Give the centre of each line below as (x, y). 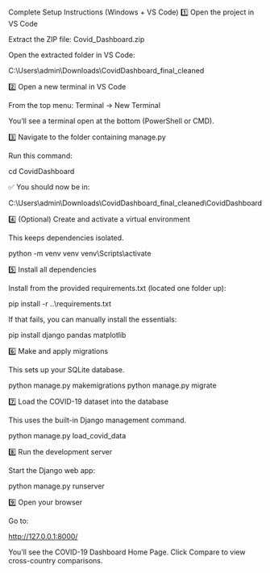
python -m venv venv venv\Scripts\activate (80, 253)
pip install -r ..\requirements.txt (60, 304)
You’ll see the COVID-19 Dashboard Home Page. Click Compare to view (127, 552)
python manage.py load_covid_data (67, 436)
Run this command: (40, 156)
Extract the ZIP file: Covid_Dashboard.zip (77, 39)
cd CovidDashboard (42, 171)
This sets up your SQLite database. (66, 370)
